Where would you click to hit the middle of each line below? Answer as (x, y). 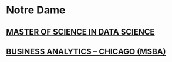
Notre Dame (36, 10)
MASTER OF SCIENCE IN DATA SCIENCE (80, 32)
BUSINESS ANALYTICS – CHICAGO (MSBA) (86, 51)
